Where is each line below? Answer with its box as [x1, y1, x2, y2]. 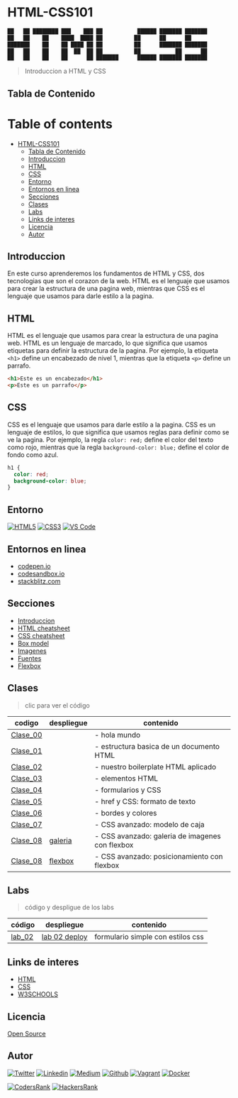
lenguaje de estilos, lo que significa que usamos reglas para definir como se [7, 427, 229, 437]
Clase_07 [11, 819, 42, 829]
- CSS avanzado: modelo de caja [94, 819, 205, 829]
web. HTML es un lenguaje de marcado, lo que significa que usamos [7, 339, 208, 348]
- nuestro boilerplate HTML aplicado [94, 762, 217, 772]
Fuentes [17, 654, 42, 662]
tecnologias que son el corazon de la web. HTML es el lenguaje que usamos [7, 277, 230, 285]
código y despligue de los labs [24, 903, 115, 912]
